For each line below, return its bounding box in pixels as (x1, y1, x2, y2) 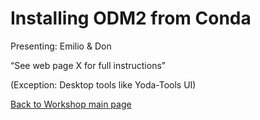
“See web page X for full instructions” (10, 59, 166, 71)
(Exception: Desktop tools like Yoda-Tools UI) (10, 78, 197, 91)
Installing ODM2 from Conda (10, 7, 252, 30)
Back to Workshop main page (10, 98, 132, 110)
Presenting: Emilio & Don (10, 40, 112, 52)
